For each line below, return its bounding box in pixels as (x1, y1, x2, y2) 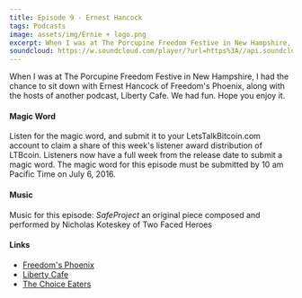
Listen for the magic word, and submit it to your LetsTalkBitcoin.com (9, 131, 261, 142)
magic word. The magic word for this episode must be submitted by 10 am (9, 159, 284, 171)
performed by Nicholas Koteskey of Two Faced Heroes (9, 219, 213, 230)
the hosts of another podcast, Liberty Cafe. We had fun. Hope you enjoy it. (9, 91, 286, 101)
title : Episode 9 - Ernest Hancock (9, 13, 143, 22)
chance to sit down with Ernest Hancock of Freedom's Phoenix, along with (9, 81, 286, 92)
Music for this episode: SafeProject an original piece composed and (9, 209, 261, 220)
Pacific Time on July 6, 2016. (9, 169, 117, 180)
